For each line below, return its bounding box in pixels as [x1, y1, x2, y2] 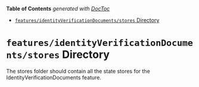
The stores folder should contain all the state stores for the [6, 67, 150, 74]
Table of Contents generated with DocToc [6, 5, 110, 12]
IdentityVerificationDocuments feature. [6, 74, 101, 81]
